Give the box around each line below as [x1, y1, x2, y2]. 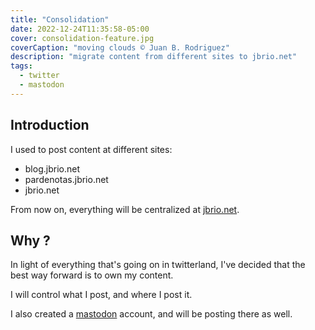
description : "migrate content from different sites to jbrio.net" [10, 52, 298, 62]
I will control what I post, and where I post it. [10, 289, 193, 301]
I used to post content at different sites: [10, 143, 173, 155]
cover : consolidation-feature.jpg [10, 33, 155, 43]
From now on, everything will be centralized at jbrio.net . [10, 203, 240, 215]
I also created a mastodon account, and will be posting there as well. [10, 308, 293, 320]
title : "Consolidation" [10, 14, 110, 25]
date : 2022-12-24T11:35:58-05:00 [10, 24, 150, 34]
